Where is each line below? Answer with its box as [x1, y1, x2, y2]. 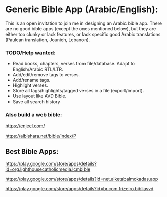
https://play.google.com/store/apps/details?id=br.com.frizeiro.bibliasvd [5, 186, 154, 192]
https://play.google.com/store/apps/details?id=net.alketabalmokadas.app [5, 176, 158, 182]
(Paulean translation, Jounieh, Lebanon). [5, 37, 90, 43]
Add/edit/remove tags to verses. [12, 72, 80, 78]
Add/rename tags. [12, 77, 51, 83]
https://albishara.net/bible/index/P [5, 133, 77, 139]
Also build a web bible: [5, 111, 62, 118]
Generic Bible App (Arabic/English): [5, 4, 158, 15]
